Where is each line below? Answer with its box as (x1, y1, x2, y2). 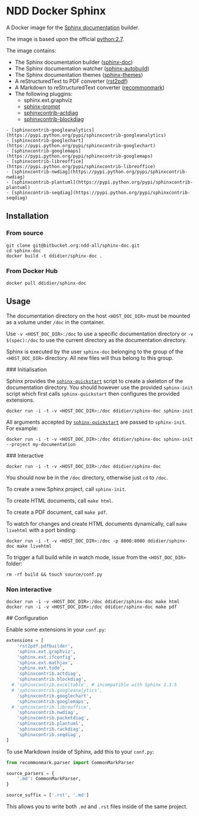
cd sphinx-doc (6, 247, 42, 254)
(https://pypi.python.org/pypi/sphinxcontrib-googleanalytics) (6, 132, 167, 138)
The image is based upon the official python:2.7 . (6, 35, 125, 42)
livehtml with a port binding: (6, 526, 77, 533)
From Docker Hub (6, 266, 58, 275)
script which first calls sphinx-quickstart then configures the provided (6, 390, 180, 397)
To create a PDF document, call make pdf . (6, 508, 108, 516)
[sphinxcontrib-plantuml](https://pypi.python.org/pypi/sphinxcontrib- (11, 179, 194, 185)
